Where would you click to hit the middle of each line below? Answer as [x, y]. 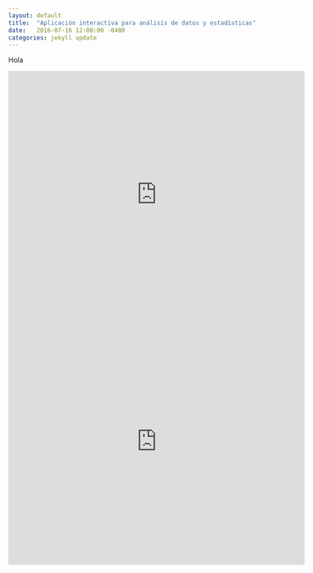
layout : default [35, 15]
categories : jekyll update [53, 38]
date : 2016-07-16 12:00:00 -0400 [67, 30]
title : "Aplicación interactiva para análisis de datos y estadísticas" [132, 23]
